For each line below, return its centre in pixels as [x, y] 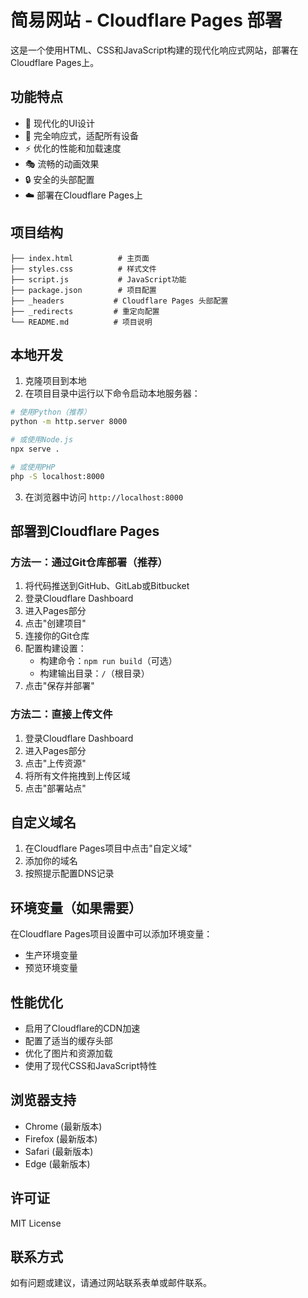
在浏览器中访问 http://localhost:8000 [104, 497]
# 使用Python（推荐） [51, 412]
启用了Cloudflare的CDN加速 [82, 1028]
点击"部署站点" [55, 788]
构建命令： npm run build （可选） [108, 661]
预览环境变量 [51, 968]
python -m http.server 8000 [69, 422]
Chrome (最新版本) [63, 1126]
